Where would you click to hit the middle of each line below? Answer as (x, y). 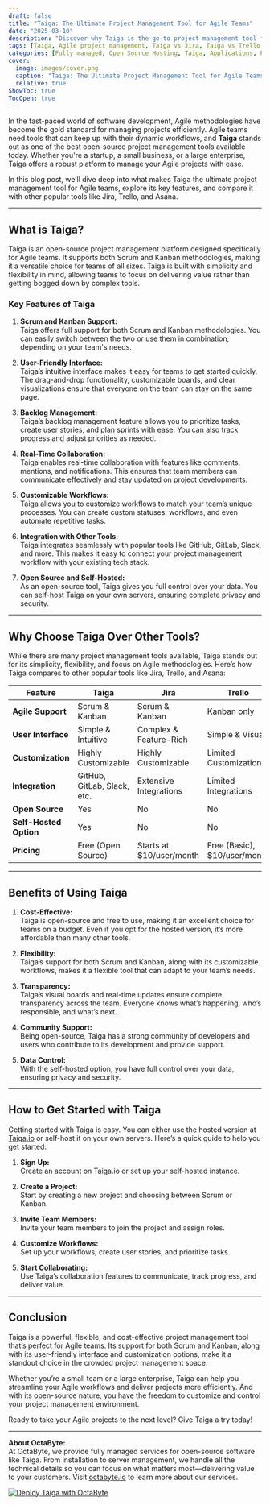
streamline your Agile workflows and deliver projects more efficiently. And (131, 1387)
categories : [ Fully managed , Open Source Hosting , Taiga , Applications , (133, 53)
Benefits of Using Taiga (68, 892)
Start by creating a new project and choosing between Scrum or (126, 1195)
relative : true (41, 83)
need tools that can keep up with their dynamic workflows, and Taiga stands (135, 139)
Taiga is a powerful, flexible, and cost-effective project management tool (129, 1337)
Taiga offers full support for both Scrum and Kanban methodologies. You (140, 330)
